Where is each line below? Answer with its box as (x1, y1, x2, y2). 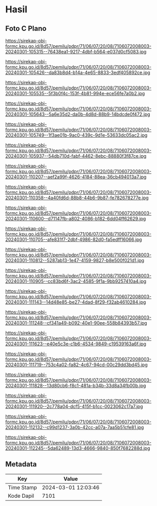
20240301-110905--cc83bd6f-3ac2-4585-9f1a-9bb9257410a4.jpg (5, 278, 147, 284)
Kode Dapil (8, 492, 34, 499)
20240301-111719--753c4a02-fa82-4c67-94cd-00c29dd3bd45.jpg (5, 362, 148, 368)
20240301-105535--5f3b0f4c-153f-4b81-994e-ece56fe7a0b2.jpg (5, 90, 145, 96)
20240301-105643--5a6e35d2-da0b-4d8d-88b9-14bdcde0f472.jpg (5, 111, 150, 117)
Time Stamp (8, 484, 37, 491)
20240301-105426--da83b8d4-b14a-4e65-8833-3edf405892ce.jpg (5, 69, 150, 76)
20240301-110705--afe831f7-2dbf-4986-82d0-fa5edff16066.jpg (5, 236, 142, 242)
